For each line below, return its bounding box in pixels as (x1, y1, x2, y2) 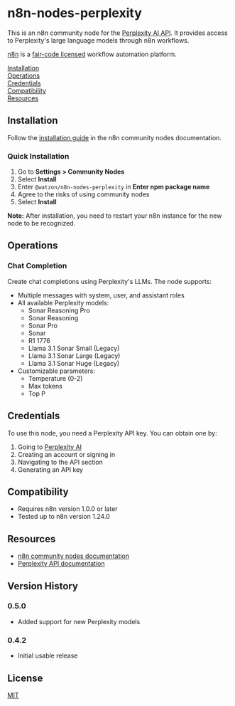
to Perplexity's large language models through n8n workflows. (7, 36, 190, 44)
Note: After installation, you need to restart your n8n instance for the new (7, 211, 222, 220)
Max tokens (28, 381, 62, 390)
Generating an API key (17, 465, 84, 474)
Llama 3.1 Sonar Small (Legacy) (28, 344, 120, 352)
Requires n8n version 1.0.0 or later (17, 505, 119, 513)
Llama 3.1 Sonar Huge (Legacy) (28, 359, 120, 367)
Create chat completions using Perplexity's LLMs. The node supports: (7, 277, 212, 285)
